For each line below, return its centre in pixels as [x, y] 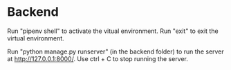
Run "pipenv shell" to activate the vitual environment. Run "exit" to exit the [113, 31]
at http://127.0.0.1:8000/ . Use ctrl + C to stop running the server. [98, 58]
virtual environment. [36, 38]
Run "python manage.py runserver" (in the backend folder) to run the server [116, 51]
